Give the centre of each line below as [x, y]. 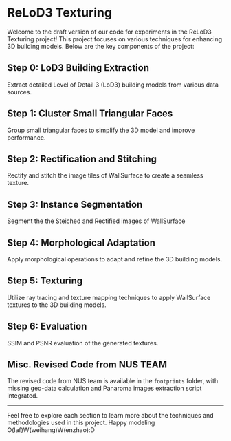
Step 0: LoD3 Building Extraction [78, 68]
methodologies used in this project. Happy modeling [81, 423]
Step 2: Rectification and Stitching [82, 159]
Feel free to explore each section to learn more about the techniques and [111, 416]
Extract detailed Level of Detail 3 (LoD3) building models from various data [113, 85]
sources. [20, 92]
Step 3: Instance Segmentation [75, 204]
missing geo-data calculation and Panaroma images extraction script [104, 388]
